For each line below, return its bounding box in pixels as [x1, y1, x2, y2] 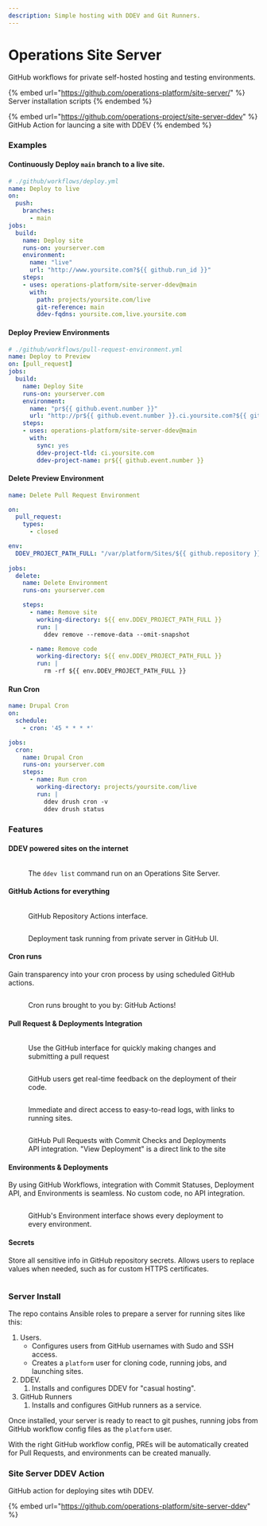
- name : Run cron [29, 775, 87, 784]
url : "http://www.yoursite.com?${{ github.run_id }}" [29, 266, 212, 275]
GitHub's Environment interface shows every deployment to [28, 1211, 224, 1220]
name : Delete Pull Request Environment [8, 491, 141, 499]
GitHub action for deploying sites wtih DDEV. [8, 1486, 154, 1496]
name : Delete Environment [22, 579, 109, 587]
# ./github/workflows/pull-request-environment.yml [8, 345, 183, 353]
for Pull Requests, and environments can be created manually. [8, 1448, 211, 1458]
